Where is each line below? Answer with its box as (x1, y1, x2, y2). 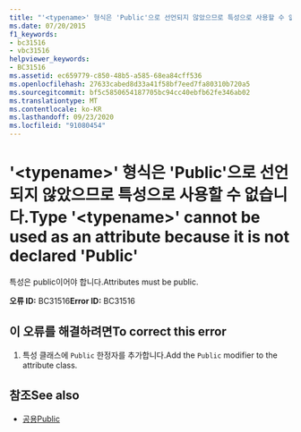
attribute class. (21, 360, 78, 370)
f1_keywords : (9, 30, 58, 38)
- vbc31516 (9, 47, 50, 55)
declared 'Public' (9, 246, 139, 267)
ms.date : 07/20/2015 (9, 21, 87, 30)
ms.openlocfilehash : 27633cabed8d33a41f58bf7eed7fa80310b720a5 (9, 80, 251, 89)
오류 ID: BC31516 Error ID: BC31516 (9, 295, 136, 306)
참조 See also (9, 388, 80, 403)
